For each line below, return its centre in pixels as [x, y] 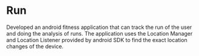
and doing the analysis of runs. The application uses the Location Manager [99, 33]
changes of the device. [35, 46]
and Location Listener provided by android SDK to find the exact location [97, 40]
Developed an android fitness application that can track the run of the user [99, 27]
